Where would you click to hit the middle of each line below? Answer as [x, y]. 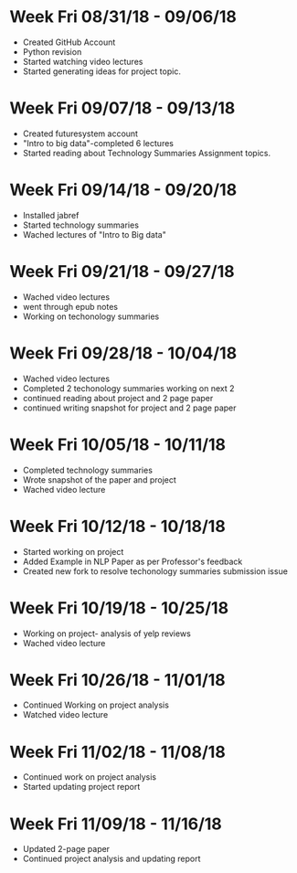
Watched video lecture [65, 715]
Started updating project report [81, 787]
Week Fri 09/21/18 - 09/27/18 [122, 271]
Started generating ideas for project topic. [101, 71]
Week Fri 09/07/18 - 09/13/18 [122, 108]
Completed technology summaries [88, 470]
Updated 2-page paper [66, 849]
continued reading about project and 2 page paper [118, 398]
